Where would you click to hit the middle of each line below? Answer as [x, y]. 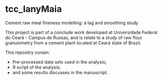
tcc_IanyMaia [34, 9]
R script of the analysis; [37, 67]
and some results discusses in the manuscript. [60, 72]
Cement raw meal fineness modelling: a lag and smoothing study [72, 23]
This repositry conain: [28, 52]
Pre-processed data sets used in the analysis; [59, 62]
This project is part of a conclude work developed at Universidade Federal [81, 32]
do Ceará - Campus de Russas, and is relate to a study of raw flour [74, 38]
